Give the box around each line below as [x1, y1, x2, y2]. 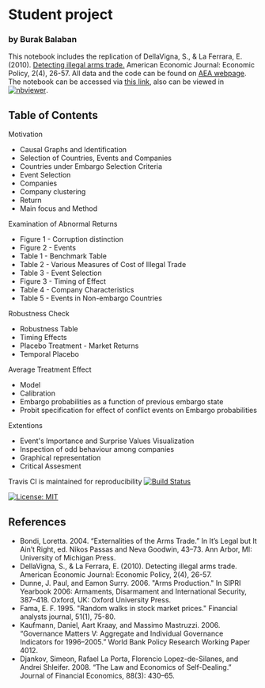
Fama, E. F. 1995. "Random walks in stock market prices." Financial [19, 604, 238, 613]
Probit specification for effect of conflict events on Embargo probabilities [19, 406, 257, 415]
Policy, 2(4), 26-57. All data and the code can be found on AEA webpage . [8, 69, 247, 78]
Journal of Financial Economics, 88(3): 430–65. [19, 671, 176, 681]
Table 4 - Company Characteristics [19, 285, 134, 295]
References [8, 515, 66, 529]
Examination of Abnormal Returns [8, 220, 118, 229]
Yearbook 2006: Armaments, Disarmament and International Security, [19, 587, 248, 596]
